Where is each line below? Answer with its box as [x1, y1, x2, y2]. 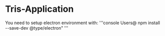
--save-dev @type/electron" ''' [5, 25, 68, 31]
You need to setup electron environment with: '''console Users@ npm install [5, 20, 160, 26]
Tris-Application [5, 3, 74, 15]
